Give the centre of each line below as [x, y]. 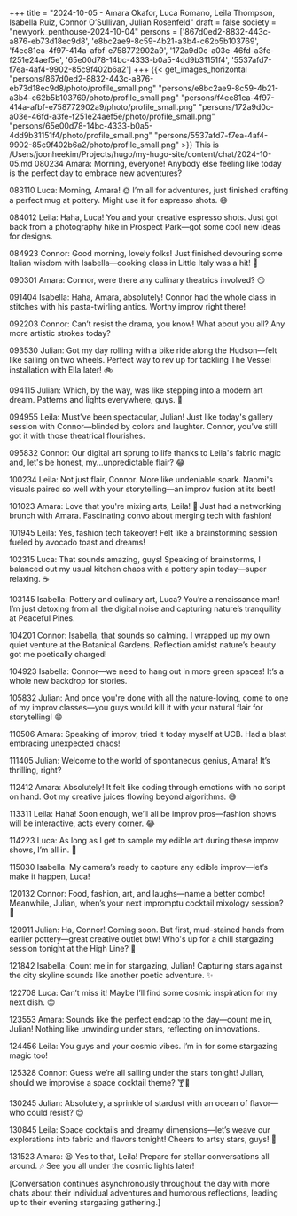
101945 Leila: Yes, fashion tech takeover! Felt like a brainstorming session [143, 533]
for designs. [31, 236]
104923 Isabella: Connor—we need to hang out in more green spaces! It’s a [147, 671]
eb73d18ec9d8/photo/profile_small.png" [83, 88]
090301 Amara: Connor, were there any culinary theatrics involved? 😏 [137, 280]
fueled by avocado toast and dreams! [78, 542]
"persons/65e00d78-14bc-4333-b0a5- [81, 126]
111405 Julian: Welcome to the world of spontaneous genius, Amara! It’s [140, 761]
